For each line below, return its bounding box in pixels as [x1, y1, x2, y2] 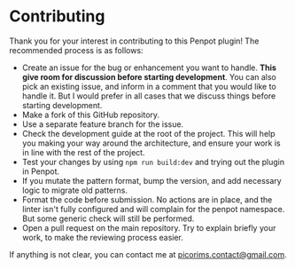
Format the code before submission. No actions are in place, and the [21, 194, 273, 205]
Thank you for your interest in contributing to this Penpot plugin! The [9, 36, 260, 46]
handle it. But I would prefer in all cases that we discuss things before [21, 91, 276, 101]
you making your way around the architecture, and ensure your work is [21, 138, 281, 148]
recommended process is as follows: [9, 44, 144, 55]
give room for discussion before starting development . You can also [21, 71, 277, 82]
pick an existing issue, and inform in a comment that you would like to [21, 81, 276, 91]
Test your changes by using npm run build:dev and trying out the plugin [21, 156, 285, 167]
